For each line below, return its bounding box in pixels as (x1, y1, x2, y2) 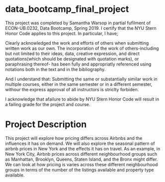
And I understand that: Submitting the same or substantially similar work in (5, 76, 158, 82)
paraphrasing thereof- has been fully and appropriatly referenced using (5, 61, 152, 67)
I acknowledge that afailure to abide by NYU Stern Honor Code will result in (5, 96, 160, 102)
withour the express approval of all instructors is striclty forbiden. (5, 86, 139, 92)
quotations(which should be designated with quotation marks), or (5, 56, 139, 61)
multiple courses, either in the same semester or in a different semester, (5, 81, 153, 87)
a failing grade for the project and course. (5, 101, 90, 107)
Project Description (5, 119, 87, 130)
